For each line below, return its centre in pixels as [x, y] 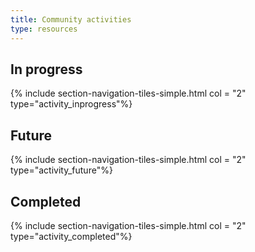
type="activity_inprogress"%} [71, 104]
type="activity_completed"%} [71, 236]
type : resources [44, 29]
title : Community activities [71, 19]
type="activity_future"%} [61, 170]
